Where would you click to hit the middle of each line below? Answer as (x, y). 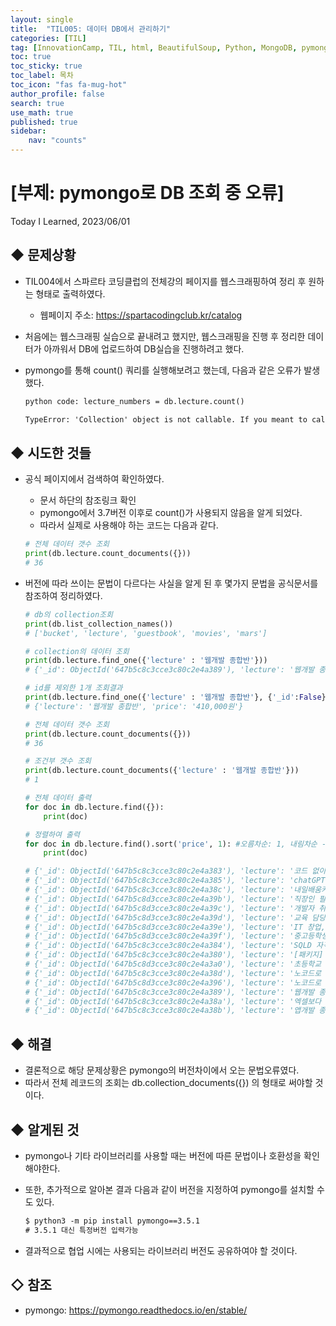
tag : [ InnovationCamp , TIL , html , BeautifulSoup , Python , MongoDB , (154, 47)
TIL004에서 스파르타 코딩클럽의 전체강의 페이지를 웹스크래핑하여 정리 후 (165, 281)
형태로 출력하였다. (70, 293)
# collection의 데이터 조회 (77, 651)
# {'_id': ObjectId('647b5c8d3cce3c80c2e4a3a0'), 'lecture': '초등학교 (173, 964)
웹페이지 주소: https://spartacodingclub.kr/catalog (141, 315)
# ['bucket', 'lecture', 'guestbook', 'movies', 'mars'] (146, 633)
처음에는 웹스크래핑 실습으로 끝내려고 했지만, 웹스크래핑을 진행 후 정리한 (165, 336)
